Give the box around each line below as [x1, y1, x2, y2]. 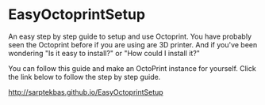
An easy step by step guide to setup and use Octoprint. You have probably [8, 32, 252, 41]
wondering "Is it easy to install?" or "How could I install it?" [8, 48, 201, 58]
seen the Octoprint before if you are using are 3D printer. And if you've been [8, 39, 258, 49]
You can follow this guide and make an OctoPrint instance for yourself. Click [8, 63, 256, 73]
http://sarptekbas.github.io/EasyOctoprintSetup [8, 87, 164, 96]
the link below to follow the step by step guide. [8, 72, 161, 81]
